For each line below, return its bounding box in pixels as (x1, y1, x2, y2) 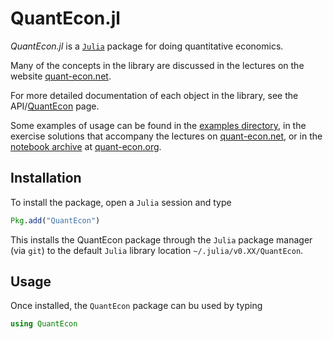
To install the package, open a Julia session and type (10, 196, 232, 208)
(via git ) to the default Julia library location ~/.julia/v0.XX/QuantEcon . (10, 244, 304, 256)
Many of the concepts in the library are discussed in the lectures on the (10, 59, 305, 71)
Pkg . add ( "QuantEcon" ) (10, 215, 101, 226)
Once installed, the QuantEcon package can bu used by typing (10, 300, 263, 312)
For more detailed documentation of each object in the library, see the (10, 89, 299, 101)
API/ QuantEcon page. (10, 100, 100, 112)
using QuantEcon (10, 319, 78, 329)
